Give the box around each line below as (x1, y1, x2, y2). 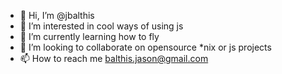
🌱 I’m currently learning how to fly (19, 31, 160, 42)
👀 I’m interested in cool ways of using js (19, 20, 184, 32)
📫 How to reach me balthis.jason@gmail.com (19, 53, 209, 64)
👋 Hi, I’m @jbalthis (19, 10, 95, 21)
